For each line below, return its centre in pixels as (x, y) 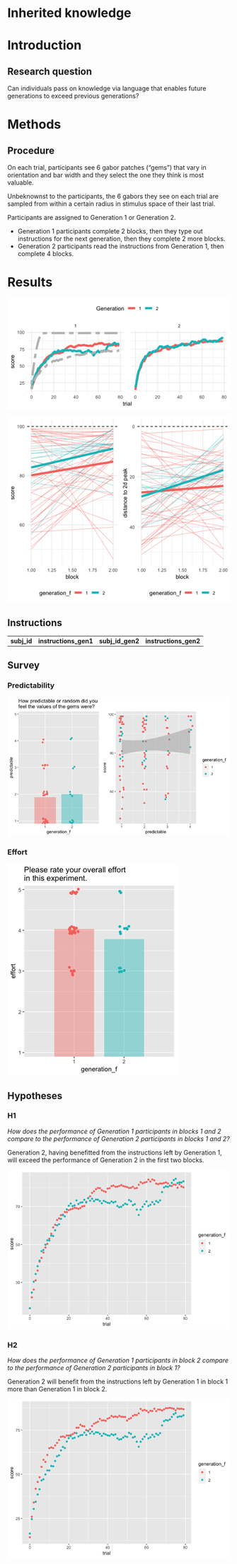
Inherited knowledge (70, 13)
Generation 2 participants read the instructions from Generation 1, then (121, 246)
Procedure (31, 150)
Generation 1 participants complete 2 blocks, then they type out (110, 231)
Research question (50, 71)
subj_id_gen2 (119, 641)
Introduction (45, 46)
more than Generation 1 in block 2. (57, 1389)
